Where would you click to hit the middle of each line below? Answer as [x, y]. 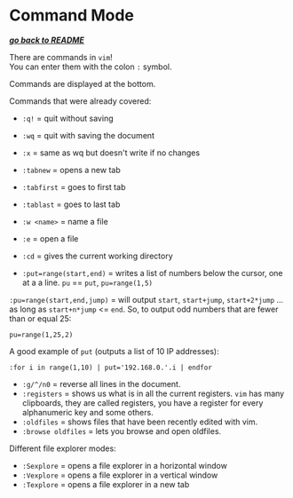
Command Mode [72, 16]
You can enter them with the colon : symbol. [91, 67]
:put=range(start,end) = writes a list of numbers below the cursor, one [152, 273]
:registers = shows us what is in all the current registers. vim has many [153, 393]
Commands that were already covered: [80, 101]
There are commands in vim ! [61, 57]
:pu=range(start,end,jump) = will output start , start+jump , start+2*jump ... [146, 299]
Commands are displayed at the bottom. [83, 83]
